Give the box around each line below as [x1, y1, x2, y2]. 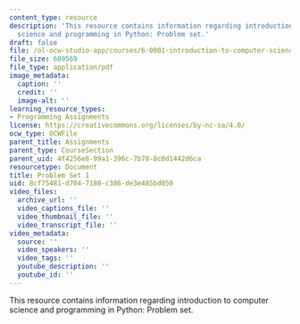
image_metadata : [9, 71, 70, 80]
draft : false [9, 37, 58, 47]
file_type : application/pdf [9, 63, 114, 72]
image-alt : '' [17, 96, 70, 105]
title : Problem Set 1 [9, 170, 90, 179]
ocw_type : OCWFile [9, 129, 78, 138]
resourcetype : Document [9, 162, 98, 171]
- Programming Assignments [9, 112, 110, 121]
